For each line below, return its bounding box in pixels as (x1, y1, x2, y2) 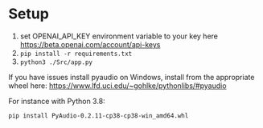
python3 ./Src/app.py (19, 58, 92, 66)
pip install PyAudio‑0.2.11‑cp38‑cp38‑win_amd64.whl (8, 111, 189, 120)
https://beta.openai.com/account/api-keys (19, 39, 161, 49)
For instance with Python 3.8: (8, 96, 106, 106)
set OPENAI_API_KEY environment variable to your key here (19, 31, 219, 41)
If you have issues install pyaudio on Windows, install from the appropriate (8, 72, 255, 82)
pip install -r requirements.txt (19, 50, 133, 58)
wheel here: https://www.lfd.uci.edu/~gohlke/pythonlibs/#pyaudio (8, 81, 227, 90)
